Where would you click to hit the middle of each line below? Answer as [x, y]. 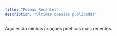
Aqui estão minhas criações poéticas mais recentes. [59, 28]
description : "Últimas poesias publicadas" [51, 14]
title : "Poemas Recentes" [32, 10]
